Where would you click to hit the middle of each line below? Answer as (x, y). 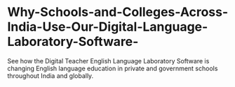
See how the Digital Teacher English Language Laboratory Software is (108, 61)
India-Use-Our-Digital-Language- (108, 27)
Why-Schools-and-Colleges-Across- (118, 12)
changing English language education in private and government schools (113, 68)
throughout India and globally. (51, 76)
